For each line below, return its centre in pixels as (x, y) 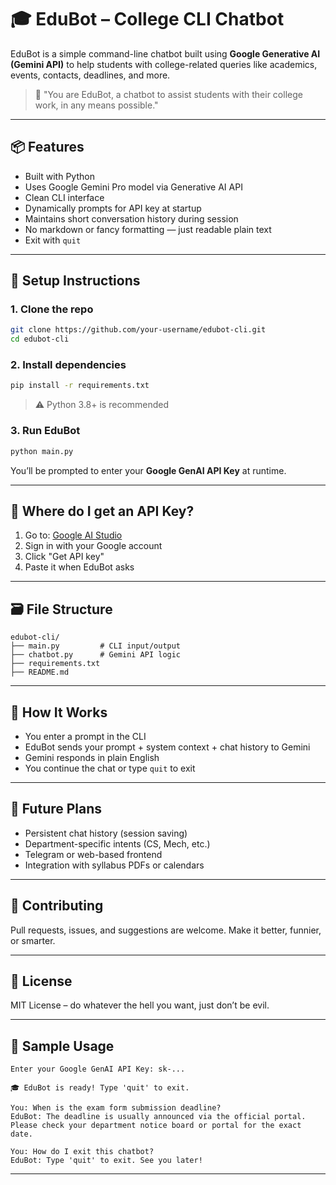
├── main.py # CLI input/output (96, 646)
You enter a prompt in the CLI (85, 736)
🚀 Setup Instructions (75, 281)
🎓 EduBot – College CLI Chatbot (147, 19)
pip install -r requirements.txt (80, 386)
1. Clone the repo (52, 309)
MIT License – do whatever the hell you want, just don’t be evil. (140, 1005)
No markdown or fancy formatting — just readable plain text (148, 229)
